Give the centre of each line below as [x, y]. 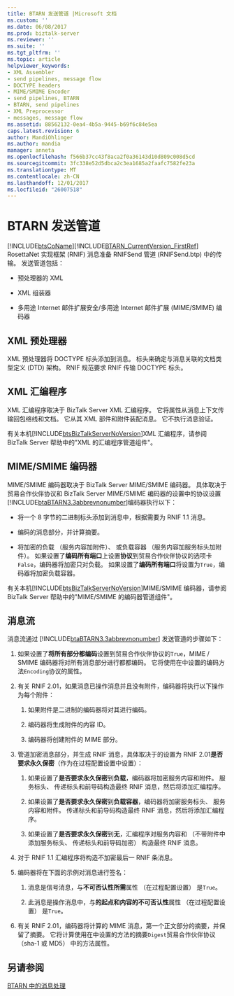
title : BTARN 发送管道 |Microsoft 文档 [62, 14]
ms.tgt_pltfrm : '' [34, 53]
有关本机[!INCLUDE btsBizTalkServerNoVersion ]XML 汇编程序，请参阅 [107, 433]
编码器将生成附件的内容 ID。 [68, 724]
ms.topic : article [34, 59]
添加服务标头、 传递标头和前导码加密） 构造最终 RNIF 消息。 [115, 843]
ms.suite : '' [26, 46]
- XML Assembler [31, 72]
